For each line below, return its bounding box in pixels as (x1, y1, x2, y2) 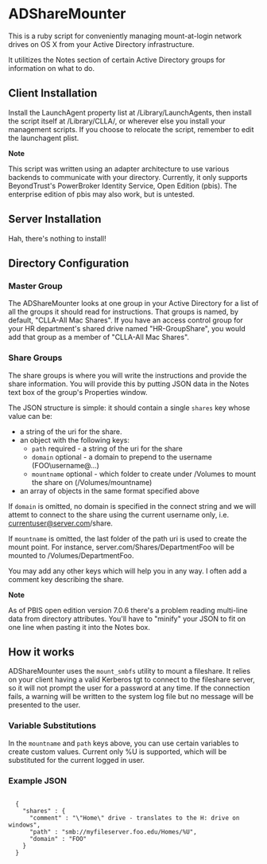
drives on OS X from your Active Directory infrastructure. (8, 39, 195, 49)
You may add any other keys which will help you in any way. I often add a (8, 566, 248, 576)
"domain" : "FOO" (29, 835, 87, 842)
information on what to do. (8, 63, 95, 72)
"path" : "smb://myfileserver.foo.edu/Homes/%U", (29, 827, 197, 836)
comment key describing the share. (8, 574, 125, 584)
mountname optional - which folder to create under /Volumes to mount (31, 469, 257, 479)
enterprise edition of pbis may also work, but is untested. (8, 189, 195, 199)
